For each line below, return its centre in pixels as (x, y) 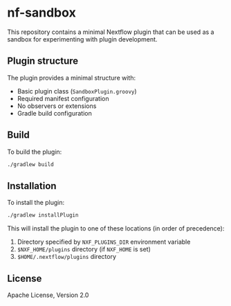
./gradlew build (30, 164)
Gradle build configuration (54, 113)
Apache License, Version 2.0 (48, 295)
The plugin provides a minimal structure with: (72, 78)
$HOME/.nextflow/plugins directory (66, 257)
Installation (32, 186)
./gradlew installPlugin (43, 215)
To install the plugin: (36, 203)
